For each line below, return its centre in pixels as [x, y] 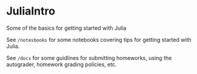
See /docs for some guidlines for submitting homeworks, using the [89, 58]
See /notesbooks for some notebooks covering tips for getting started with [99, 39]
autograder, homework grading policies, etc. [62, 64]
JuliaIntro [31, 11]
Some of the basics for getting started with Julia [66, 28]
